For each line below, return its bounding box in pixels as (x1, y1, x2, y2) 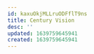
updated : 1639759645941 (7, 29, 78, 37)
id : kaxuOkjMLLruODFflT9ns (7, 10, 88, 18)
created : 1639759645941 (7, 36, 78, 43)
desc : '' (7, 23, 33, 30)
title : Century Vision (7, 17, 75, 24)
